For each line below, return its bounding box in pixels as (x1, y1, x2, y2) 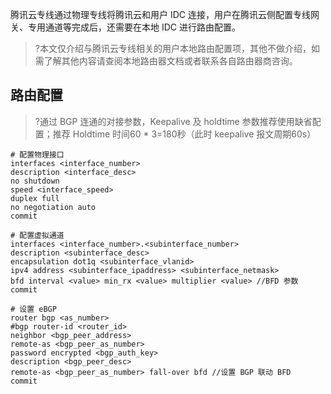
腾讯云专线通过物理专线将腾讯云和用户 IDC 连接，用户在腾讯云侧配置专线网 (10, 9, 320, 20)
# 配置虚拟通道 (10, 230, 65, 240)
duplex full (10, 193, 60, 203)
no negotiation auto (10, 202, 97, 212)
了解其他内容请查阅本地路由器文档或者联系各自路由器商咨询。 (43, 55, 298, 67)
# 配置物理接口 (10, 149, 65, 160)
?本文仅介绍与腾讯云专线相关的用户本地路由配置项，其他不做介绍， (34, 43, 312, 54)
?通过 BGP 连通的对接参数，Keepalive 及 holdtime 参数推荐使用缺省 (34, 115, 313, 127)
